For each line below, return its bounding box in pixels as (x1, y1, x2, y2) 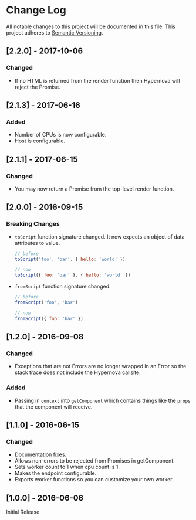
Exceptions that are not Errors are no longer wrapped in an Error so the (14, 363, 187, 370)
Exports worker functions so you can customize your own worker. (14, 476, 174, 483)
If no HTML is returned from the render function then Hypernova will (14, 77, 180, 84)
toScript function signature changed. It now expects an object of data (14, 233, 185, 240)
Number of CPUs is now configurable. (14, 131, 107, 138)
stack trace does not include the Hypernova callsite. (14, 369, 141, 376)
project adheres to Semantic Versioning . (6, 29, 103, 36)
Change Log (6, 4, 66, 17)
